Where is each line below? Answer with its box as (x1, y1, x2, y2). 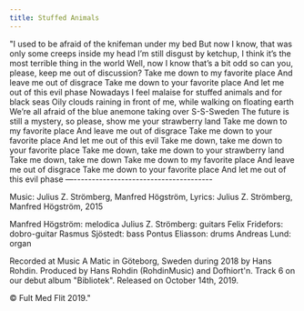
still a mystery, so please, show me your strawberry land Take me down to (9, 115, 288, 126)
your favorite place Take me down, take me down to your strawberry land (9, 145, 285, 155)
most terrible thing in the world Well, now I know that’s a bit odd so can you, (9, 57, 294, 68)
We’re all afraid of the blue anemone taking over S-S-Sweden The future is (9, 105, 289, 116)
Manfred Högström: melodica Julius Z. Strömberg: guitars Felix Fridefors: (9, 218, 284, 229)
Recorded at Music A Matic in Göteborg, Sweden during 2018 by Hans (9, 256, 272, 266)
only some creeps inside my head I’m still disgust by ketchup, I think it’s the (9, 47, 291, 59)
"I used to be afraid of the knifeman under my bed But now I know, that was (9, 38, 293, 49)
